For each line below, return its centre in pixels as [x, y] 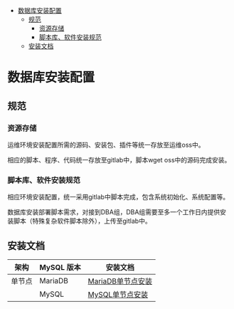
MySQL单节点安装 [118, 294]
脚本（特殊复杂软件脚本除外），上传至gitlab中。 [82, 221]
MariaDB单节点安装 [120, 281]
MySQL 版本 [60, 267]
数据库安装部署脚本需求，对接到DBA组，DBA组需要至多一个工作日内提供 [114, 212]
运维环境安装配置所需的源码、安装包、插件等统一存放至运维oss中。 [106, 145]
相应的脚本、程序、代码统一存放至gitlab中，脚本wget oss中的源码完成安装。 [119, 159]
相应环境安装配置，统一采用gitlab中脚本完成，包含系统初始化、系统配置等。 [118, 197]
